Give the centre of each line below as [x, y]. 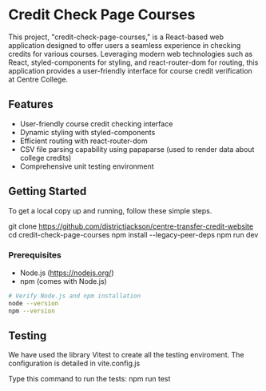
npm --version [32, 311]
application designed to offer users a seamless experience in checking [125, 45]
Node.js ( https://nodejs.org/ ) [67, 273]
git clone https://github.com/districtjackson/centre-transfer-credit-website [131, 226]
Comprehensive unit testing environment [87, 166]
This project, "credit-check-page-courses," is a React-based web [116, 37]
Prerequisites [35, 255]
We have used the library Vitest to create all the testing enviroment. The [126, 355]
